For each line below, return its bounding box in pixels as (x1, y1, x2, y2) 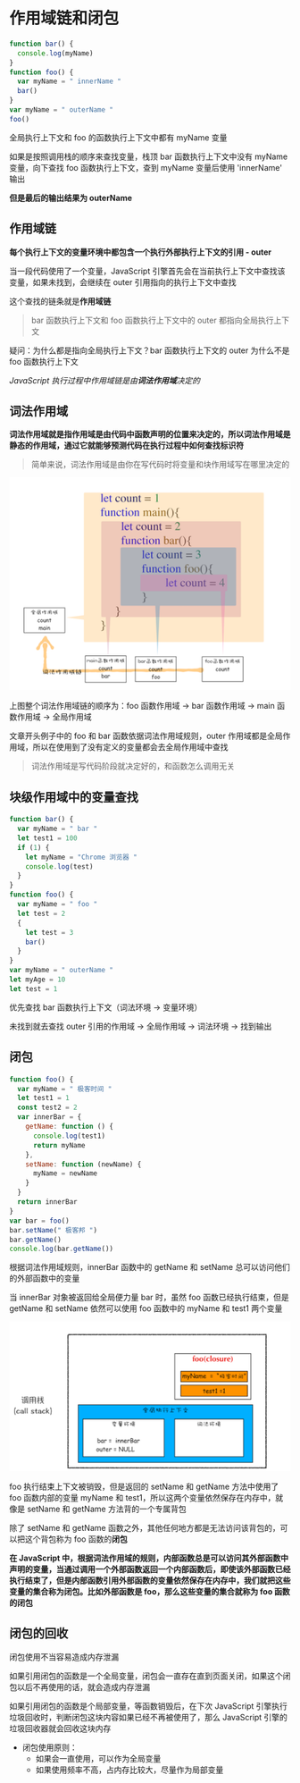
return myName (32, 1140, 87, 1149)
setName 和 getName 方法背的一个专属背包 (26, 1503, 187, 1515)
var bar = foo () (9, 1216, 70, 1225)
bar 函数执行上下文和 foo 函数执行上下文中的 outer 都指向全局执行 (30, 315, 274, 325)
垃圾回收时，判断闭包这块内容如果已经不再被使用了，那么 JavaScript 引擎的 (9, 1712, 288, 1722)
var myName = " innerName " (17, 77, 122, 86)
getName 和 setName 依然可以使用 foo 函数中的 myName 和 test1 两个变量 (9, 1303, 283, 1314)
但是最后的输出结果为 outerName (9, 192, 132, 203)
